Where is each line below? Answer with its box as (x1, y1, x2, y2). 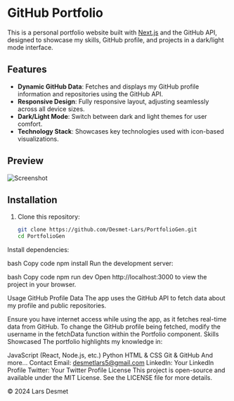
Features (7, 63, 47, 75)
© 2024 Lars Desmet (7, 387, 69, 395)
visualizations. (17, 134, 60, 143)
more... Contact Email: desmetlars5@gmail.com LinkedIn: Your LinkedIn (7, 359, 214, 367)
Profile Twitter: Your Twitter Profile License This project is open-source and (7, 366, 226, 374)
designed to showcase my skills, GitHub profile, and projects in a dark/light (7, 35, 224, 44)
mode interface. (7, 43, 54, 51)
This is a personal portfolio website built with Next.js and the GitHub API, (7, 28, 218, 37)
